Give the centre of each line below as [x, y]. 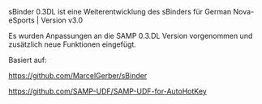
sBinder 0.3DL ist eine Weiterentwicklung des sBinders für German [120, 12]
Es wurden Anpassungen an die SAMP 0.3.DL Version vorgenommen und [131, 36]
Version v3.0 [62, 20]
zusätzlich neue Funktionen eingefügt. [72, 44]
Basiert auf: [28, 60]
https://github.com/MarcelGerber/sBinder [78, 75]
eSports [21, 20]
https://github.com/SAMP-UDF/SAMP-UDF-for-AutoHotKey [107, 91]
